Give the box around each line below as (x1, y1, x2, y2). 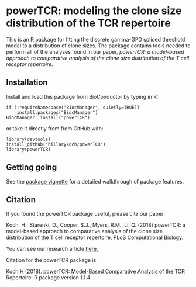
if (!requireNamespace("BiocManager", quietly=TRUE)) (6, 104, 140, 110)
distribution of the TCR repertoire (6, 16, 171, 30)
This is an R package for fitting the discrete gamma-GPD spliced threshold (6, 36, 185, 43)
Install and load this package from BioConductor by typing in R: (6, 93, 159, 100)
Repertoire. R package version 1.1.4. (6, 274, 92, 281)
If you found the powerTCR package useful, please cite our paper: (6, 210, 166, 217)
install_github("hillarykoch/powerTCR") (6, 141, 106, 147)
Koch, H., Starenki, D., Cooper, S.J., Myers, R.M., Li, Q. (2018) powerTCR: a (6, 222, 186, 229)
